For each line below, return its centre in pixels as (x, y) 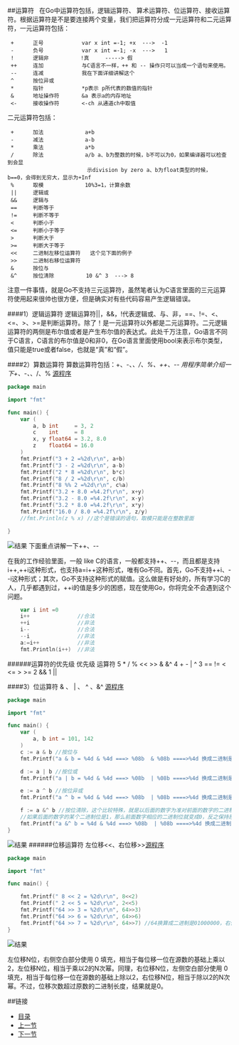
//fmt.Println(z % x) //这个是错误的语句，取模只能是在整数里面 (107, 518)
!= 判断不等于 (35, 215)
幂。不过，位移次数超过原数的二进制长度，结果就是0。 (87, 986)
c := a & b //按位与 (49, 752)
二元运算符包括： (32, 117)
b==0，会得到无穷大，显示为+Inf (49, 178)
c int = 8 (58, 432)
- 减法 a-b (52, 140)
